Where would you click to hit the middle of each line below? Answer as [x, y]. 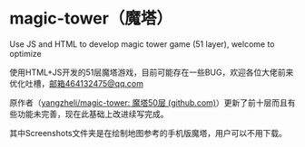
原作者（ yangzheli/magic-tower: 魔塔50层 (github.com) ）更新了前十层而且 [148, 102]
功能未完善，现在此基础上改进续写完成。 [93, 114]
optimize [26, 53]
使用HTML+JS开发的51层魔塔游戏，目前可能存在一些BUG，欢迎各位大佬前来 [152, 72]
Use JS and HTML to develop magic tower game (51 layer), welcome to [142, 44]
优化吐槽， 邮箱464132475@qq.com [76, 83]
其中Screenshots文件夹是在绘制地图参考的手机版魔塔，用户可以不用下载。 [148, 133]
